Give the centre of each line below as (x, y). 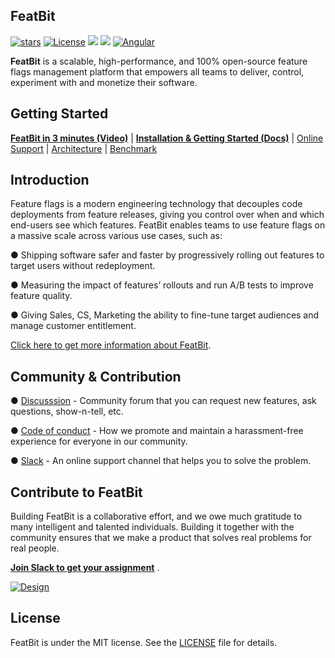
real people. (35, 548)
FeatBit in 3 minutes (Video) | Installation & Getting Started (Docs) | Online (167, 138)
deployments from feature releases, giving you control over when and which (167, 215)
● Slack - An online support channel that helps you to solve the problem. (161, 461)
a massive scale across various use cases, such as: (116, 236)
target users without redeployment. (83, 266)
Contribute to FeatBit (76, 492)
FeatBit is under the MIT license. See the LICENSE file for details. (144, 642)
